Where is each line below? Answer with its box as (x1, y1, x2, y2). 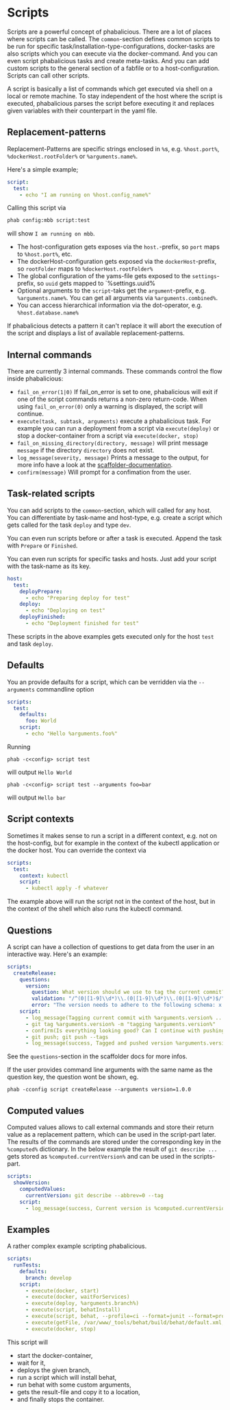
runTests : (13, 1262, 41, 1269)
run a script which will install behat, (16, 1373, 117, 1381)
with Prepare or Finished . (7, 541, 78, 549)
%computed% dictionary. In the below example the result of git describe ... (7, 1145, 218, 1153)
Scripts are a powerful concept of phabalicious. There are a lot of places (7, 27, 212, 36)
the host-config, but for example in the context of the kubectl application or (7, 839, 220, 847)
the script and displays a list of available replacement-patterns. (7, 329, 185, 337)
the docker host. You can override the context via (7, 846, 146, 854)
